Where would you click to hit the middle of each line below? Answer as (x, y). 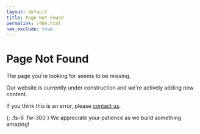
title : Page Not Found (35, 18)
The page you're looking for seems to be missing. (69, 76)
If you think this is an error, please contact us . (64, 106)
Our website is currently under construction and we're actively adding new (100, 88)
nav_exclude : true (30, 29)
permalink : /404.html (34, 23)
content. (17, 94)
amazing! (18, 124)
